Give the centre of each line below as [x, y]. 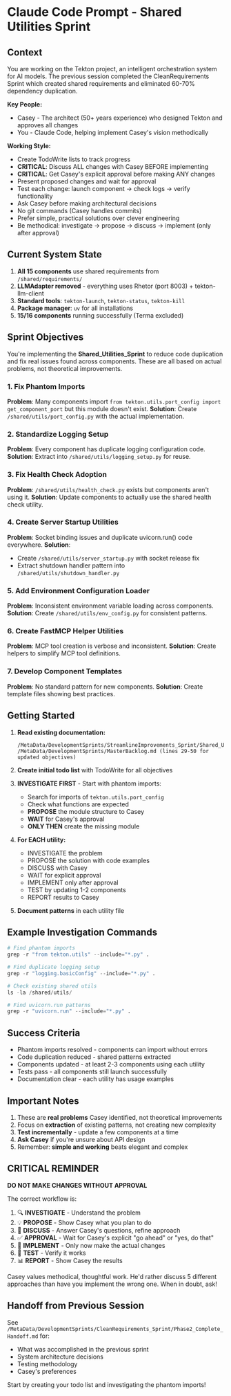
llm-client [31, 293]
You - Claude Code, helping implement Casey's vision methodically [113, 133]
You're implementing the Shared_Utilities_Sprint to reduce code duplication [115, 354]
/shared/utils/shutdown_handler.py [68, 573]
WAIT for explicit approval [64, 875]
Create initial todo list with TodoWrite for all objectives [95, 770]
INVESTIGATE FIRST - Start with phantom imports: [89, 783]
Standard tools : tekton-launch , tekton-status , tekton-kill [101, 300]
